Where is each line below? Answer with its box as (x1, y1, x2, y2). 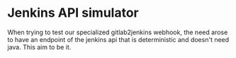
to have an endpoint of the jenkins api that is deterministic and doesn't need (7, 35, 230, 43)
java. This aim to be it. (7, 43, 72, 51)
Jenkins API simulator (7, 5, 140, 21)
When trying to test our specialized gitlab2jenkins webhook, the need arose (7, 28, 228, 36)
